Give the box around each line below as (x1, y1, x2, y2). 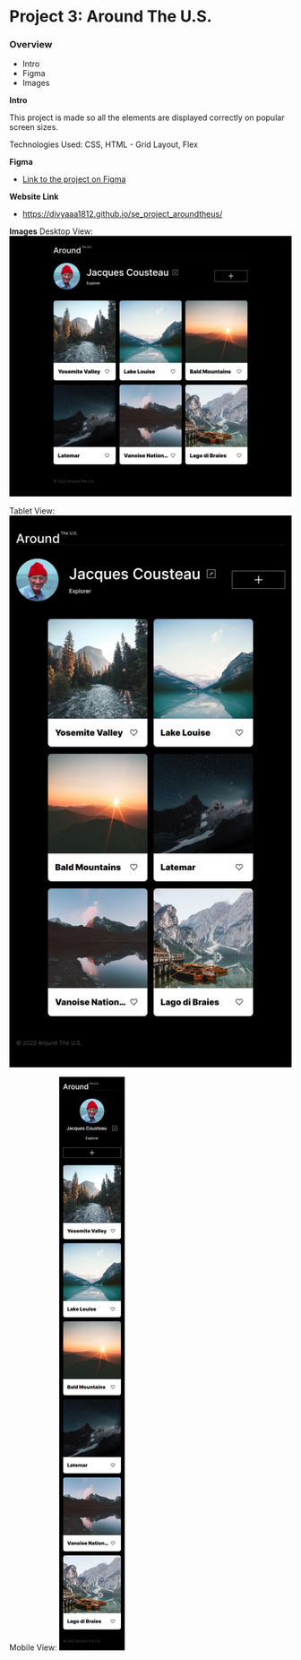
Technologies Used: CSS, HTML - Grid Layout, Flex (9, 139, 199, 150)
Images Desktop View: (9, 226, 93, 237)
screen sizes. (9, 122, 58, 133)
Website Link (9, 191, 59, 203)
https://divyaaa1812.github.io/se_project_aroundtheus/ (21, 209, 223, 220)
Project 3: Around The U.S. (9, 6, 212, 27)
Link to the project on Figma (21, 174, 126, 185)
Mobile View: (9, 1642, 57, 1653)
